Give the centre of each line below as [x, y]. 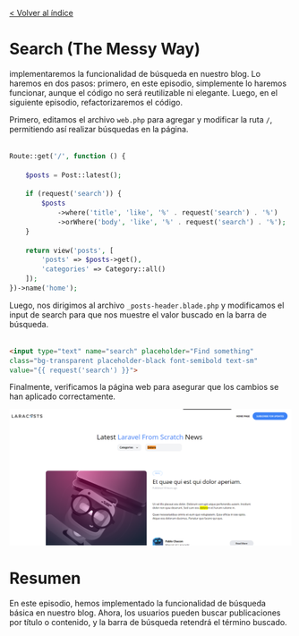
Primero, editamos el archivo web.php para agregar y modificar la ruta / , [141, 119]
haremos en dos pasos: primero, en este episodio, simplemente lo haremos [148, 83]
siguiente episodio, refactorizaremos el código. [96, 102]
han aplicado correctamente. [63, 396]
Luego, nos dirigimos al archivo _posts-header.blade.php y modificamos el [147, 305]
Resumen [45, 578]
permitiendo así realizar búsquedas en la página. [99, 129]
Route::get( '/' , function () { [68, 156]
